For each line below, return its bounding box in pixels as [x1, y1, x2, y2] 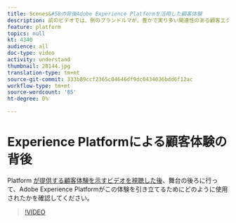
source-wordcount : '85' [7, 89, 77, 96]
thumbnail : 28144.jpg [7, 63, 71, 70]
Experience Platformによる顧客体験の [7, 134, 227, 150]
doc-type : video [7, 50, 55, 57]
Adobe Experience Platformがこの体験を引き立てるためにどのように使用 [19, 184, 228, 193]
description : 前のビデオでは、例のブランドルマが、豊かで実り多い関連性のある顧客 [7, 17, 221, 24]
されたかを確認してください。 [7, 193, 93, 202]
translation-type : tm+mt [7, 69, 80, 76]
